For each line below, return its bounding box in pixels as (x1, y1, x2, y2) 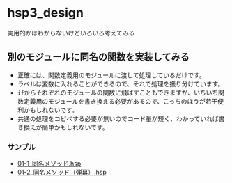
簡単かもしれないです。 (41, 123, 109, 132)
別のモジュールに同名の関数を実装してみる (7, 51, 190, 63)
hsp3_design (7, 5, 84, 21)
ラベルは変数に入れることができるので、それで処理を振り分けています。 (17, 79, 224, 88)
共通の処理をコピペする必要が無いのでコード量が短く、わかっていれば (17, 114, 219, 122)
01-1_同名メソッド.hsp (17, 159, 82, 168)
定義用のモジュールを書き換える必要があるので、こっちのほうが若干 (23, 97, 218, 105)
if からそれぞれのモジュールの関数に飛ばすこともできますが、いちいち (17, 88, 219, 97)
